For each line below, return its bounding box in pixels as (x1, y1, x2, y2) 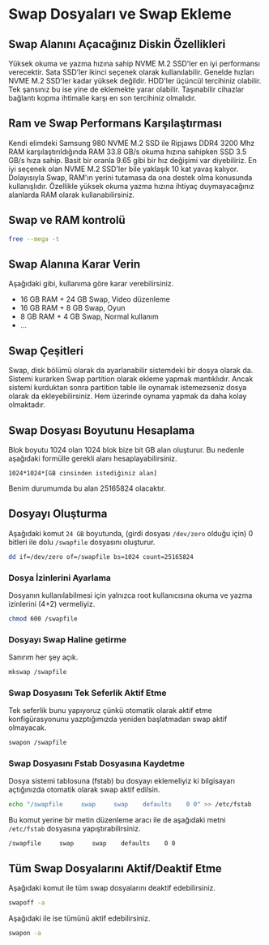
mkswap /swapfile (8, 668, 67, 677)
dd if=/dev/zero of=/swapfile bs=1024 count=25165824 (8, 552, 194, 561)
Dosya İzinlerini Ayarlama (8, 572, 112, 583)
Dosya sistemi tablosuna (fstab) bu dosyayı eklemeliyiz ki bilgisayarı (8, 776, 235, 786)
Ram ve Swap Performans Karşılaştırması (8, 117, 223, 131)
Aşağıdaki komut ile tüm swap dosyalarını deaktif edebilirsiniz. (8, 883, 216, 893)
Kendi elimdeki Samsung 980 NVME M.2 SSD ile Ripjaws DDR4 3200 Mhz (8, 138, 255, 148)
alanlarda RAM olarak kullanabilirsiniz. (8, 190, 135, 200)
